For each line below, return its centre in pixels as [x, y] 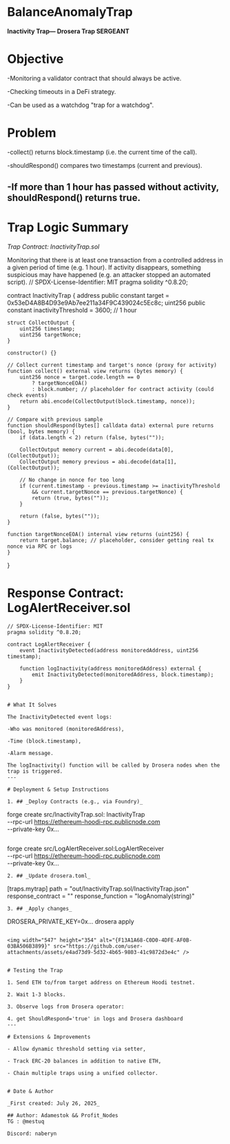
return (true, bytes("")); [71, 498]
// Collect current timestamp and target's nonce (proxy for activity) [112, 365]
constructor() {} [32, 353]
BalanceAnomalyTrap [70, 12]
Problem [32, 133]
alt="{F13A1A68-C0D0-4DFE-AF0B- [146, 940]
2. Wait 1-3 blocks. [37, 995]
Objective [35, 59]
